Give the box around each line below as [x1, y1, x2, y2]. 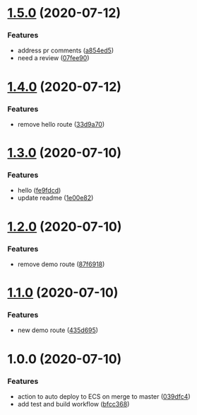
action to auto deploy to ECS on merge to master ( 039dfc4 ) [17, 392, 191, 401]
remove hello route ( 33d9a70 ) [17, 120, 105, 128]
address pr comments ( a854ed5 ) [17, 46, 114, 55]
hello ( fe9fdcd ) [17, 186, 61, 195]
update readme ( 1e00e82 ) [17, 193, 94, 203]
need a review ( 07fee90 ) [17, 54, 90, 62]
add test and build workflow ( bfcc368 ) [17, 399, 130, 408]
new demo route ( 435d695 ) [17, 326, 99, 334]
